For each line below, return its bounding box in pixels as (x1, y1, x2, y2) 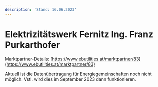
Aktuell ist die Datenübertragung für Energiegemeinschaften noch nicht (5, 71, 152, 77)
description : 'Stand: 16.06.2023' (5, 7, 77, 12)
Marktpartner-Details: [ (5, 56, 52, 62)
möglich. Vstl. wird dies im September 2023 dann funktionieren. (5, 76, 136, 82)
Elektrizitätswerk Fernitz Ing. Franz (5, 28, 154, 40)
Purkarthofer (5, 39, 60, 50)
